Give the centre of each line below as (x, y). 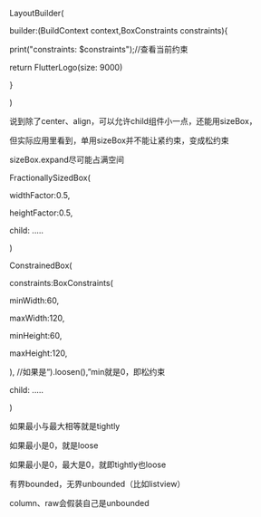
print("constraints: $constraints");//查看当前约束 (99, 49)
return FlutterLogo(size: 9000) (66, 67)
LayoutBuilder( (37, 13)
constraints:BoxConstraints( (61, 283)
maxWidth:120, (37, 318)
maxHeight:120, (39, 353)
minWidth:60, (34, 301)
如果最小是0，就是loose (54, 445)
